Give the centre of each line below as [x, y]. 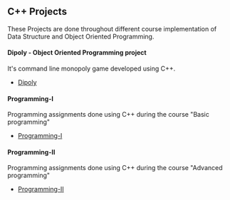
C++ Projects [37, 12]
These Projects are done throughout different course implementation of [112, 28]
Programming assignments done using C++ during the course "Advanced [115, 168]
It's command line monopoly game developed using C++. [92, 69]
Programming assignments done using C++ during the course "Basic [109, 115]
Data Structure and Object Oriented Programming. [81, 36]
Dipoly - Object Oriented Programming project [77, 53]
